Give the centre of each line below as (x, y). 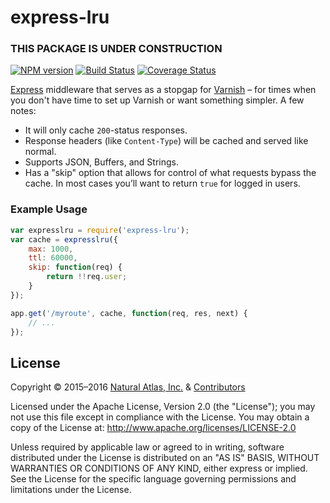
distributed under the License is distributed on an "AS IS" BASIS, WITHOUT (165, 458)
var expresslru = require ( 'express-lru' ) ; (100, 230)
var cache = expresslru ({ (64, 239)
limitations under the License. (71, 490)
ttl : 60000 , (53, 258)
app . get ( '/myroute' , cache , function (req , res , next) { (129, 313)
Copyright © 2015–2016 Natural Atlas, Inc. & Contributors (128, 387)
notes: (23, 111)
